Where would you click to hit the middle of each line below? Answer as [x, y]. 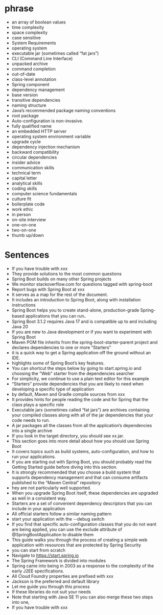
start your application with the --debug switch [58, 519]
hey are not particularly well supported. [51, 488]
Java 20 [20, 326]
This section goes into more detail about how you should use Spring [80, 441]
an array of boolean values [39, 22]
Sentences [27, 255]
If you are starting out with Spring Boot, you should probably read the [82, 462]
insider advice [26, 162]
